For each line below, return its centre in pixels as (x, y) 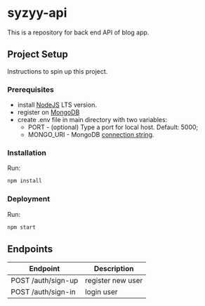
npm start (22, 227)
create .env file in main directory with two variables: (92, 120)
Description (114, 269)
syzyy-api (37, 13)
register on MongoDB (48, 112)
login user (101, 292)
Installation (27, 152)
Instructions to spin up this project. (58, 71)
